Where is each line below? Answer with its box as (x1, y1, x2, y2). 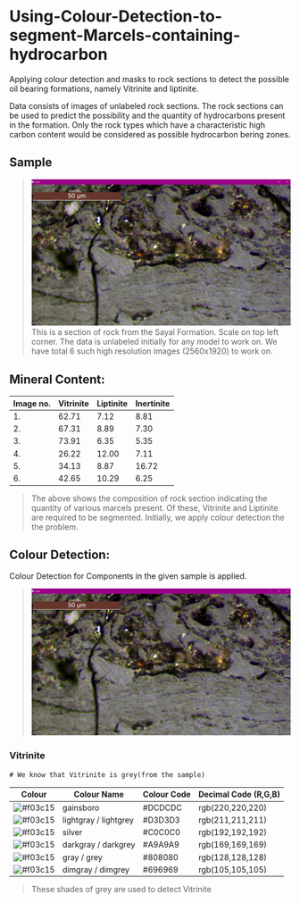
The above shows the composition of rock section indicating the (30, 493, 268, 504)
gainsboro (62, 802, 100, 813)
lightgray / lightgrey (62, 815, 134, 825)
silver (62, 827, 83, 838)
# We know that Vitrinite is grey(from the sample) (9, 771, 205, 780)
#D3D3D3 (142, 815, 180, 825)
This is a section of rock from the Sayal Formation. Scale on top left (30, 327, 279, 338)
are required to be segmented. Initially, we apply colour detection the (30, 512, 285, 523)
